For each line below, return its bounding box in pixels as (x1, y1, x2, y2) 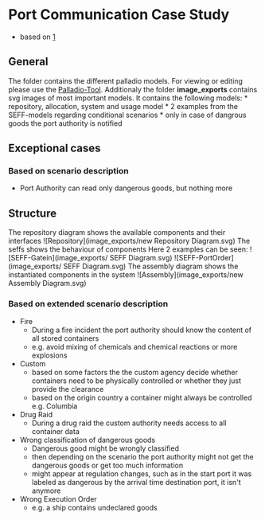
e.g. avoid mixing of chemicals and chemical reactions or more (31, 342, 238, 351)
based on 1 (19, 32, 56, 41)
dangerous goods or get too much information (31, 460, 184, 470)
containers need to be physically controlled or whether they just (31, 376, 241, 385)
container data (31, 426, 80, 436)
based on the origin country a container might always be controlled (31, 393, 252, 402)
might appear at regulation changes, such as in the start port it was (31, 468, 252, 479)
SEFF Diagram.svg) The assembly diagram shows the (63, 261, 239, 272)
